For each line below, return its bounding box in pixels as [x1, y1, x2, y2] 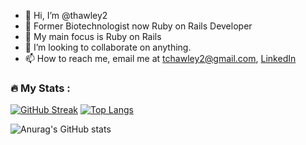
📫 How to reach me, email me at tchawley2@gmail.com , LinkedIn [24, 53, 297, 64]
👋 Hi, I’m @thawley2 [24, 10, 108, 21]
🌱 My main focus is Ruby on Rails [24, 31, 162, 42]
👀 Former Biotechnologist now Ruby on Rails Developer [24, 20, 253, 32]
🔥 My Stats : [10, 81, 71, 95]
